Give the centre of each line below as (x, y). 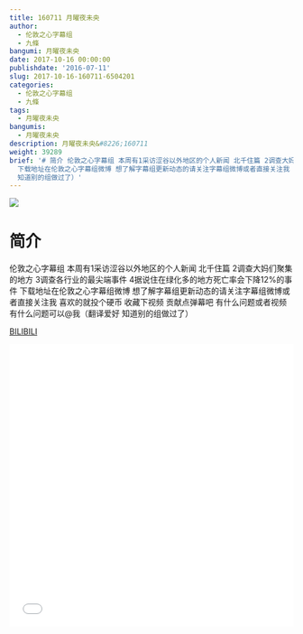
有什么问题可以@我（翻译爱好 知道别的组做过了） (101, 313)
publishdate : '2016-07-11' (60, 69)
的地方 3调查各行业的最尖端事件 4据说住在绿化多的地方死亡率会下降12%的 (147, 280)
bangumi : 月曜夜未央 (44, 51)
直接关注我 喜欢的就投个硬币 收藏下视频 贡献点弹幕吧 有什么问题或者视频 (151, 303)
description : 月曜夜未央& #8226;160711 (79, 144)
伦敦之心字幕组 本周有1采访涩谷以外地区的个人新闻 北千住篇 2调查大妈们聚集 (151, 268)
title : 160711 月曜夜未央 (55, 18)
